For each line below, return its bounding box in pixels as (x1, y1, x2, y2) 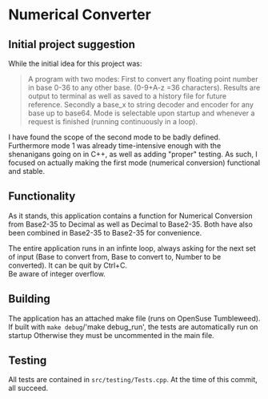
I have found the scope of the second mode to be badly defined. (8, 132, 221, 142)
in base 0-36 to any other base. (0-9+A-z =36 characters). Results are (27, 83, 261, 92)
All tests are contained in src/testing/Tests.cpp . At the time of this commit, (8, 375, 258, 385)
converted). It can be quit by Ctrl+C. (8, 260, 128, 270)
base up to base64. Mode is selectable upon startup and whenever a (27, 108, 255, 118)
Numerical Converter (8, 6, 152, 24)
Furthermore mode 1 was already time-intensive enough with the (8, 141, 222, 150)
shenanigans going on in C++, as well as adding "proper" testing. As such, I (8, 150, 258, 159)
